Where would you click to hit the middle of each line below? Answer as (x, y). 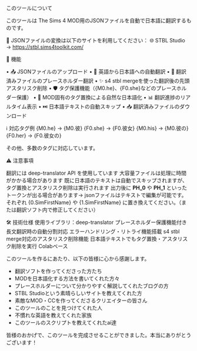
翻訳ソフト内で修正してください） (57, 210)
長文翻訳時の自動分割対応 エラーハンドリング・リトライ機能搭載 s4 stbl (93, 231)
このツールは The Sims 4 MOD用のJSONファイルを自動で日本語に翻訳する (96, 21)
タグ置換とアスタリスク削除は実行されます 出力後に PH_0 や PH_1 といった (96, 188)
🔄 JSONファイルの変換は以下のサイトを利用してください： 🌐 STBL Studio (96, 40)
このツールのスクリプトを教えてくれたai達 (65, 322)
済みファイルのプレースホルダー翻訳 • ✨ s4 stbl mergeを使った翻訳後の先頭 (98, 81)
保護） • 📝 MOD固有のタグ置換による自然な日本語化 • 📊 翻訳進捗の (98, 97)
